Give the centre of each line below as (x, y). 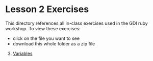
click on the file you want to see (46, 38)
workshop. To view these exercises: (43, 28)
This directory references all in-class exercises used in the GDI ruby (76, 23)
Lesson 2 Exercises (47, 9)
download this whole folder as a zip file (54, 43)
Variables (22, 53)
